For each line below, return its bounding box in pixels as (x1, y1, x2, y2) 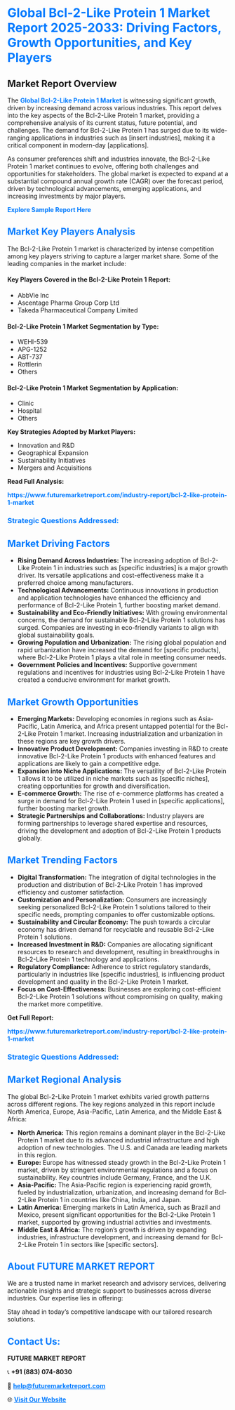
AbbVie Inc (17, 291, 50, 300)
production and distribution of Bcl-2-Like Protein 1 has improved (17, 880, 203, 889)
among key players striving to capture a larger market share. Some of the (7, 251, 219, 261)
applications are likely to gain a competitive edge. (17, 759, 161, 767)
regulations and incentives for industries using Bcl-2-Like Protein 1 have (17, 668, 226, 677)
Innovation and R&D (17, 441, 75, 450)
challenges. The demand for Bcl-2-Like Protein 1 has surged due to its (7, 126, 209, 134)
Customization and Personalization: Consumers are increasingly (17, 895, 207, 904)
